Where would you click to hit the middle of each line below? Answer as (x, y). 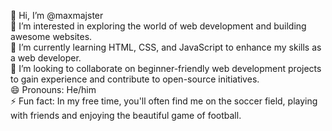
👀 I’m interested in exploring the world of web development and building (158, 26)
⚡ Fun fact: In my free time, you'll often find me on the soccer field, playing (164, 101)
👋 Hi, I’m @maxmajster (57, 15)
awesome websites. (51, 36)
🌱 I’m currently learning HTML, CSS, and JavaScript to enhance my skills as (166, 47)
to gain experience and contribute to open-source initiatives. (135, 79)
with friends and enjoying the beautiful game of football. (126, 115)
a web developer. (46, 58)
